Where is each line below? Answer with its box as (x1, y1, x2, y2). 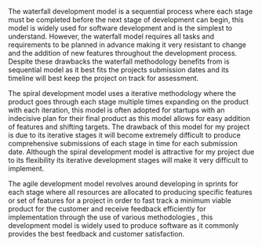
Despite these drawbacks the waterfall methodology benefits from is (8, 57, 230, 66)
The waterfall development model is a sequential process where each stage (8, 7, 253, 16)
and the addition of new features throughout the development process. (8, 49, 238, 57)
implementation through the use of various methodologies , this (8, 212, 213, 222)
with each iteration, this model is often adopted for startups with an (8, 105, 225, 115)
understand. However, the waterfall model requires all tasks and (8, 31, 214, 41)
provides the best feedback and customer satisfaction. (8, 229, 185, 238)
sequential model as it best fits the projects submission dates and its (8, 65, 229, 74)
